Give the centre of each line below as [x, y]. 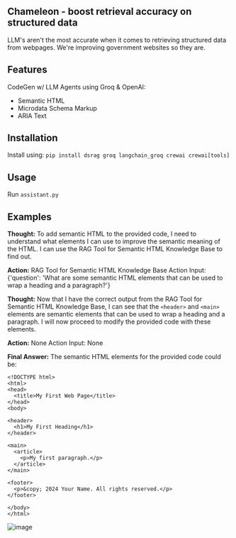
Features [27, 70]
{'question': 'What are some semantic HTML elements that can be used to [115, 278]
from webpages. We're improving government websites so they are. [106, 47]
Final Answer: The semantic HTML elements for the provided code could [114, 357]
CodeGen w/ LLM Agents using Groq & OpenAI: [77, 87]
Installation [33, 138]
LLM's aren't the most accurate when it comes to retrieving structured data [117, 40]
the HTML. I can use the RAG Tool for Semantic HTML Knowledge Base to [115, 249]
